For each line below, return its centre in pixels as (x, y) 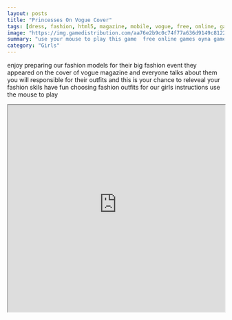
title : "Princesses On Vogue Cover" (60, 20)
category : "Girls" (33, 46)
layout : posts (28, 13)
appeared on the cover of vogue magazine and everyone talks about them (113, 72)
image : (17, 33)
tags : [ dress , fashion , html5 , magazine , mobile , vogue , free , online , (112, 26)
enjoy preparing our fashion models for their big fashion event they (102, 65)
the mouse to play (33, 94)
